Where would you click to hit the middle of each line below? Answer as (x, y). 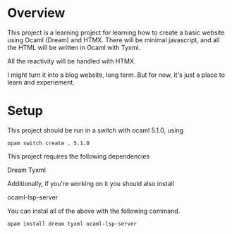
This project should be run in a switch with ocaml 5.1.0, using (96, 130)
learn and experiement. (41, 82)
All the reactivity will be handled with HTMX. (72, 61)
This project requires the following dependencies (79, 156)
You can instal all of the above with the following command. (94, 211)
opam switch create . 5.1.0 (49, 143)
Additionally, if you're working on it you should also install (91, 183)
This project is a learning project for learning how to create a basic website (116, 32)
